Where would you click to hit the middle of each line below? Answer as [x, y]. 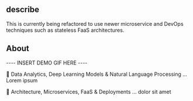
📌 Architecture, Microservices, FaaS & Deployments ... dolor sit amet [89, 92]
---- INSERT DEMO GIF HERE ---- [47, 63]
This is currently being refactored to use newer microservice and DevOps [95, 23]
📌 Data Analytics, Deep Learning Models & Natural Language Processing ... [97, 74]
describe [23, 10]
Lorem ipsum [22, 80]
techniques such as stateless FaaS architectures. [65, 30]
